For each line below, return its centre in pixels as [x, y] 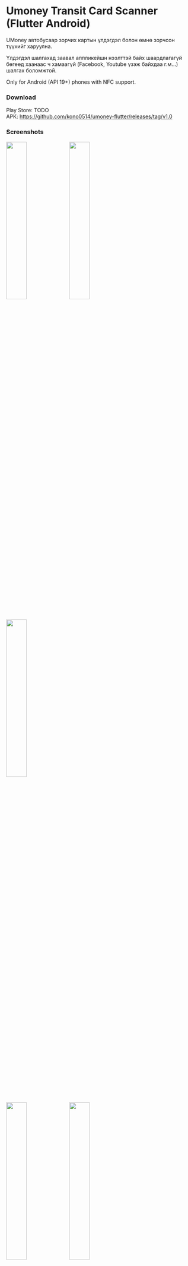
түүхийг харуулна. [29, 46]
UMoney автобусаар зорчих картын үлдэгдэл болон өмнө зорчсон [90, 40]
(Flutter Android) [48, 23]
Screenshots [25, 132]
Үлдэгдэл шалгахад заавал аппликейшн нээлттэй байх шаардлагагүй [94, 58]
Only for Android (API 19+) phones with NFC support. [71, 82]
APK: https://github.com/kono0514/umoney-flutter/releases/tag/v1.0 [89, 116]
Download [21, 97]
